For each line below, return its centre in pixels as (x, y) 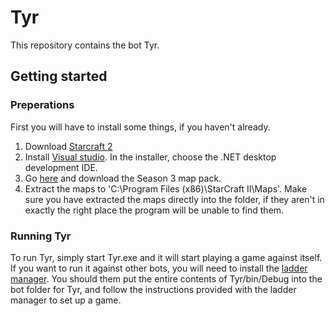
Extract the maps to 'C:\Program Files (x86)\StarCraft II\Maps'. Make (166, 188)
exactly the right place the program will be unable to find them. (154, 210)
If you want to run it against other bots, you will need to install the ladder (159, 268)
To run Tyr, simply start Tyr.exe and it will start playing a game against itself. (166, 257)
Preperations (42, 105)
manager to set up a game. (66, 300)
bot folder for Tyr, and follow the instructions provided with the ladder (153, 289)
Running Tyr (41, 236)
